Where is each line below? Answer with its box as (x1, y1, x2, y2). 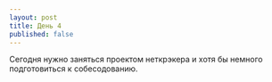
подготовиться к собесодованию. (9, 63, 138, 74)
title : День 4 (9, 21, 62, 30)
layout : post (9, 12, 58, 22)
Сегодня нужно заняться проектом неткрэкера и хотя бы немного (9, 54, 263, 65)
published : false (9, 29, 74, 38)
